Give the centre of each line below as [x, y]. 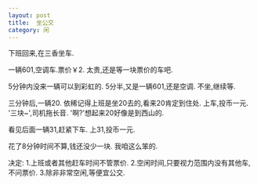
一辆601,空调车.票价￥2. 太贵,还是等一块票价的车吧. [91, 70]
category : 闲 [29, 30]
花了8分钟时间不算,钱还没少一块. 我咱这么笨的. [83, 147]
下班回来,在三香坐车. [41, 53]
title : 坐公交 [31, 23]
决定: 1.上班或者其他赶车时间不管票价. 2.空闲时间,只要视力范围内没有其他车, [129, 163]
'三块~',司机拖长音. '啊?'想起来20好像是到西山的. [86, 113]
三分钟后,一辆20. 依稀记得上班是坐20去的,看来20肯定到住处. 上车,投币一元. [128, 103]
